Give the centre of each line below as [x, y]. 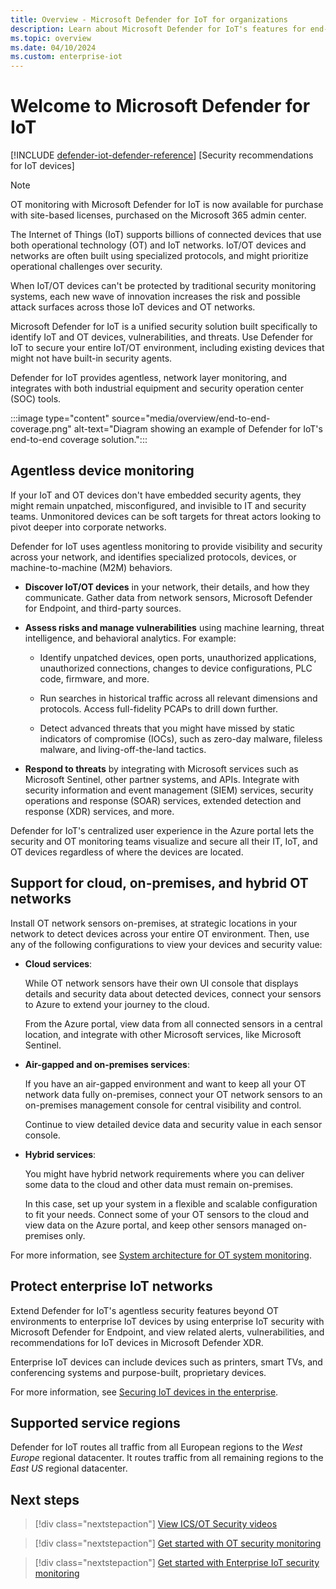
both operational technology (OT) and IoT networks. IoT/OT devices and [158, 245]
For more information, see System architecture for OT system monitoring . [161, 1255]
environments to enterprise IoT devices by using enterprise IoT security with [167, 1321]
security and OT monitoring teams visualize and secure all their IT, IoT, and [164, 841]
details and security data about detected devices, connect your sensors [173, 993]
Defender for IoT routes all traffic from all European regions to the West [156, 1447]
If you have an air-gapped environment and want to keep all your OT [165, 1083]
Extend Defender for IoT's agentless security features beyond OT [145, 1310]
